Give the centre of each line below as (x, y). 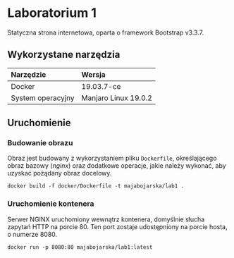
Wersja (93, 74)
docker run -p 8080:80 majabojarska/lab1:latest (80, 247)
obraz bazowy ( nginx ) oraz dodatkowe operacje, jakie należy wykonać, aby (117, 166)
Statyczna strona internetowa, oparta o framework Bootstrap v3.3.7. (106, 32)
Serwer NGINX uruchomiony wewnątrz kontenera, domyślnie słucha (106, 219)
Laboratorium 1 (52, 13)
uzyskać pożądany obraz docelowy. (60, 173)
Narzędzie (29, 74)
